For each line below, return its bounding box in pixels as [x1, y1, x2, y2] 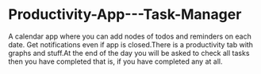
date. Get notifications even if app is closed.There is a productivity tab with [8, 39, 254, 49]
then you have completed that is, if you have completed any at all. [8, 57, 223, 66]
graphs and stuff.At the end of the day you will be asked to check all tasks [8, 48, 250, 57]
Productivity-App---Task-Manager [8, 6, 242, 24]
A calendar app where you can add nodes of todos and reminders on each [8, 31, 251, 41]
